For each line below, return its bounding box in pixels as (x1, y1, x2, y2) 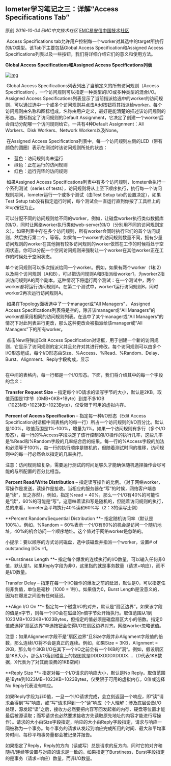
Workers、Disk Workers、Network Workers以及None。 (5, 127, 121, 133)
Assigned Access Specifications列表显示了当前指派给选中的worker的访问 (5, 95, 159, 101)
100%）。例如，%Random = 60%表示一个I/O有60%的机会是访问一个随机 (5, 522, 158, 528)
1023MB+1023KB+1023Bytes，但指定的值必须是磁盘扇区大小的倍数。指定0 (5, 616, 163, 622)
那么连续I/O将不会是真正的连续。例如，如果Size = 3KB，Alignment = (14, 639, 158, 646)
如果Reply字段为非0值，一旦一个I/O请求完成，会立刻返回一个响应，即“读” (5, 693, 159, 699)
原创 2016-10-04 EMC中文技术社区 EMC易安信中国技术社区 (5, 27, 130, 33)
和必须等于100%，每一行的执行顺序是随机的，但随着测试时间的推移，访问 (5, 444, 160, 451)
